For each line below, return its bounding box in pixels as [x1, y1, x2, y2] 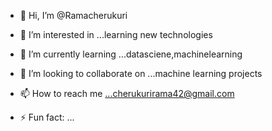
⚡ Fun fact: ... [19, 111, 75, 123]
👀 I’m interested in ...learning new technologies [19, 29, 213, 40]
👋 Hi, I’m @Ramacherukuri [19, 10, 128, 21]
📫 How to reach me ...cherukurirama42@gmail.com [19, 88, 235, 99]
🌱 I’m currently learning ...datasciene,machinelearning [19, 48, 243, 60]
